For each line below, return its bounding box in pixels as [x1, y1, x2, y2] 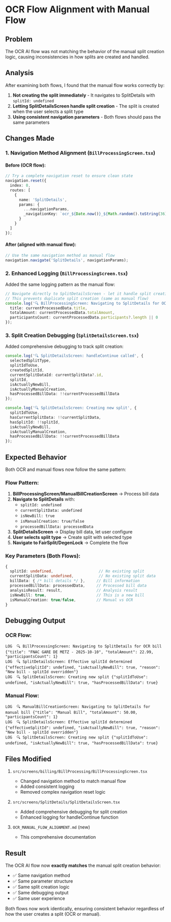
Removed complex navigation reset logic [20, 789, 106, 795]
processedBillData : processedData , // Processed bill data [10, 583, 147, 589]
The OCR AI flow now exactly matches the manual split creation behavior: [5, 863, 161, 869]
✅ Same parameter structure [12, 878, 73, 884]
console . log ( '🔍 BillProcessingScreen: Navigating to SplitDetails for [5, 301, 159, 306]
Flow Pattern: [5, 479, 39, 486]
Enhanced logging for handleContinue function [20, 814, 119, 820]
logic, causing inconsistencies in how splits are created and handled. [5, 54, 150, 60]
